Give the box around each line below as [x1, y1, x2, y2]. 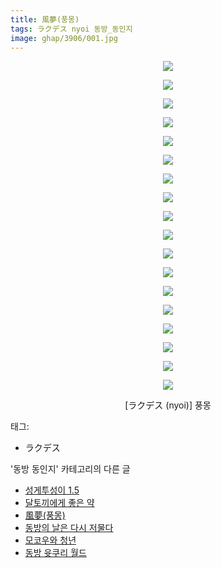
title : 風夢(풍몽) [10, 14, 80, 25]
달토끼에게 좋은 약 [24, 497, 95, 509]
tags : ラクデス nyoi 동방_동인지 [10, 24, 133, 34]
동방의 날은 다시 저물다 [24, 522, 114, 534]
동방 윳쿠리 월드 [24, 547, 87, 559]
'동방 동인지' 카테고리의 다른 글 [10, 463, 131, 475]
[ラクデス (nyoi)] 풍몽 [124, 399, 212, 411]
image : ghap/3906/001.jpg [10, 33, 118, 43]
